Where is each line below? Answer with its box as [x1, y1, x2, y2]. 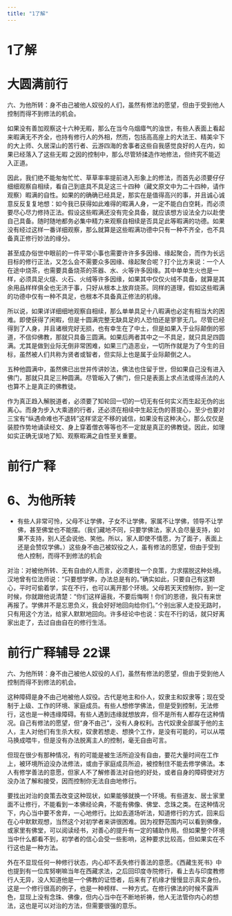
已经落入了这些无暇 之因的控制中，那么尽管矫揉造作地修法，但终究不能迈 [12, 150, 221, 158]
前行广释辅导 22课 [7, 645, 110, 661]
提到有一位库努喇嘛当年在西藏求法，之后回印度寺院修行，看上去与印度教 [12, 867, 219, 875]
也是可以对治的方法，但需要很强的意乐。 [25, 901, 140, 910]
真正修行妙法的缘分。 [12, 234, 74, 243]
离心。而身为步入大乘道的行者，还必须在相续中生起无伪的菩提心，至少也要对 [7, 405, 225, 414]
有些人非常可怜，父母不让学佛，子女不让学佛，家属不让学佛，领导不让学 [17, 517, 223, 525]
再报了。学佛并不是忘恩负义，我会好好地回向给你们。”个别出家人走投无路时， [7, 601, 225, 609]
